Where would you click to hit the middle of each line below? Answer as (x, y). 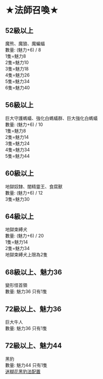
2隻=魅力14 (17, 137)
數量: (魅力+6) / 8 (23, 50)
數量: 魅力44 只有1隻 (26, 365)
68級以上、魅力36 (34, 272)
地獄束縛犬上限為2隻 (26, 255)
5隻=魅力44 (18, 156)
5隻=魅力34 (18, 81)
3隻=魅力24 (18, 143)
